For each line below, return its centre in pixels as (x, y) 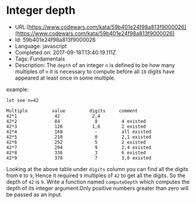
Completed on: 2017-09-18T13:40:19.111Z (65, 52)
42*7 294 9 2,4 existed (79, 147)
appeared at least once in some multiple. (65, 78)
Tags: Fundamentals (40, 59)
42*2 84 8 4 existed (76, 121)
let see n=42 (22, 100)
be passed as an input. (34, 194)
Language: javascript (41, 46)
